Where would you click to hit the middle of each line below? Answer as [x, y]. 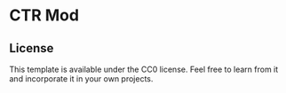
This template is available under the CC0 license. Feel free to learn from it [144, 69]
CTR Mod [44, 15]
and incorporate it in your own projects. [81, 79]
